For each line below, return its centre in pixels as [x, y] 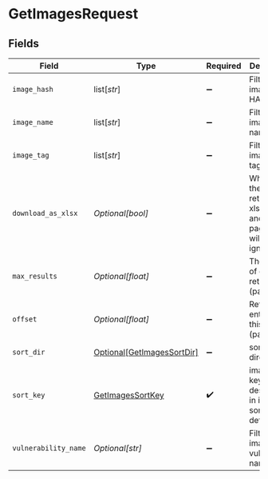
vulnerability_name [49, 448]
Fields [24, 44]
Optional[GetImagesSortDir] [146, 352]
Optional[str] [118, 448]
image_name [33, 122]
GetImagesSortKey [129, 395]
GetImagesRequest [73, 14]
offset [25, 319]
